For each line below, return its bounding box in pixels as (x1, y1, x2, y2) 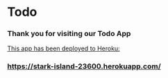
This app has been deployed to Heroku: (7, 44, 120, 52)
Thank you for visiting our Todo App (7, 29, 131, 39)
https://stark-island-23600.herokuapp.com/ (7, 61, 161, 71)
